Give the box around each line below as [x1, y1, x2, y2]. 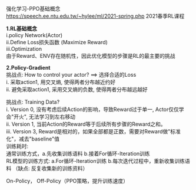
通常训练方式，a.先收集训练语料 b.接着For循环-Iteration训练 [6, 150, 150, 157]
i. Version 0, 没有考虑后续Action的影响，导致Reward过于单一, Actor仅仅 [6, 106, 180, 113]
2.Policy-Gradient [6, 64, 51, 71]
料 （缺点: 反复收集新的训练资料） [6, 165, 88, 172]
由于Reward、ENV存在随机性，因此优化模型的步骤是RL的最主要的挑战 [6, 53, 175, 59]
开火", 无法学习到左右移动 [14, 113, 75, 120]
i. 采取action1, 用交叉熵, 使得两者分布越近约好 [6, 78, 116, 86]
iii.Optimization [6, 45, 42, 52]
